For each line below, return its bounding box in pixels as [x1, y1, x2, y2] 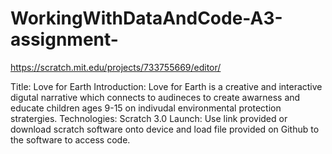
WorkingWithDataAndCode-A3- [10, 7, 283, 30]
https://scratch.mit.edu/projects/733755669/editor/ [10, 61, 222, 73]
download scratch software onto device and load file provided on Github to [10, 123, 320, 135]
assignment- [10, 28, 119, 51]
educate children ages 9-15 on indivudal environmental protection [10, 102, 282, 114]
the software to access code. [10, 133, 131, 146]
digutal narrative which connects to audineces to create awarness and [10, 91, 301, 103]
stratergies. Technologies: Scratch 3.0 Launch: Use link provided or [10, 112, 288, 124]
